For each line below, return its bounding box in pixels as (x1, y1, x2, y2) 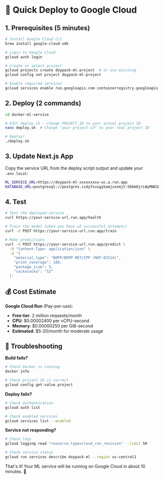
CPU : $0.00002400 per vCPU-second (12, 318, 89, 324)
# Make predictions (5, 237, 45, 242)
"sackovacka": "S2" (14, 269, 54, 274)
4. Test (5, 198, 27, 206)
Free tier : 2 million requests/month (12, 312, 82, 318)
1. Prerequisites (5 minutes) (5, 24, 90, 32)
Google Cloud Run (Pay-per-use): (5, 303, 73, 309)
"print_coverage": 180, (14, 260, 62, 265)
